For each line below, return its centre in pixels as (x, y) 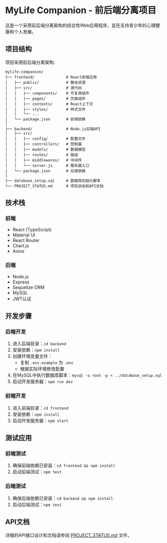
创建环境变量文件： (32, 356)
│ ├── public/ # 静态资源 (46, 82)
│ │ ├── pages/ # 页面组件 (46, 98)
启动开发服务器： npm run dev (43, 381)
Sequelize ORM (28, 287)
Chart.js (21, 246)
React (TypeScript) (32, 230)
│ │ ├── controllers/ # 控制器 (44, 144)
